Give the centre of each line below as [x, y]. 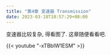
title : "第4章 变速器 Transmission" [49, 11]
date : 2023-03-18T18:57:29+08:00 [47, 17]
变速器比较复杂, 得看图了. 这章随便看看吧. [56, 34]
